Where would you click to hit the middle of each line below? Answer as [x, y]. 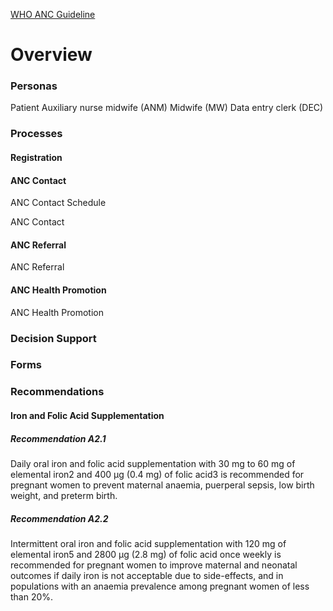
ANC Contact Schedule [58, 203]
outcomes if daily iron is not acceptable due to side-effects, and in [147, 575]
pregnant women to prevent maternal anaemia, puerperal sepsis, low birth [162, 485]
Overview [51, 55]
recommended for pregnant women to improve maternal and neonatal [154, 565]
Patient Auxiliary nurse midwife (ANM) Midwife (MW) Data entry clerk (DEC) [167, 108]
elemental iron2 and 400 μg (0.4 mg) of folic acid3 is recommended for [157, 474]
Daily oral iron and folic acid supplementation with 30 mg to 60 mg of [153, 463]
